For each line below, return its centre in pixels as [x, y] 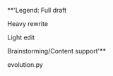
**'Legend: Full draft [37, 10]
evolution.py [25, 65]
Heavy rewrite [28, 24]
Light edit [21, 37]
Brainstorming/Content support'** [57, 51]
